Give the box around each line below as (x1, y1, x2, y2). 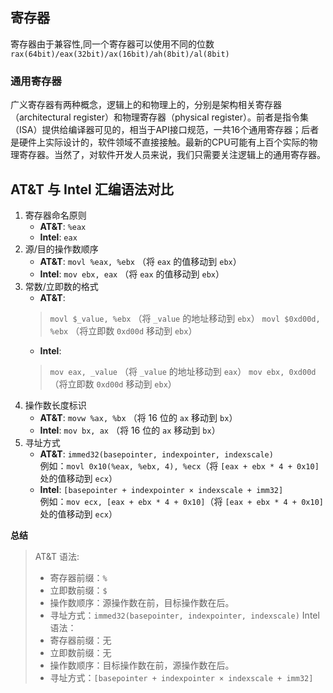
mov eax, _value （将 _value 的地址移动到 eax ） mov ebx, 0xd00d (49, 365, 317, 377)
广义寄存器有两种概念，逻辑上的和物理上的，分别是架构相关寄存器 (10, 99, 282, 111)
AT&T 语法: (34, 550, 80, 562)
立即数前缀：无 (49, 646, 112, 658)
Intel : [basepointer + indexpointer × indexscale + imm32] (39, 483, 284, 495)
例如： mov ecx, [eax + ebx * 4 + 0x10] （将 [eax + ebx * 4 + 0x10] (39, 495, 324, 507)
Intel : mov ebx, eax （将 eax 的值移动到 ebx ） (39, 268, 225, 280)
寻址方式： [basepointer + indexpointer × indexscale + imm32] (49, 671, 314, 683)
